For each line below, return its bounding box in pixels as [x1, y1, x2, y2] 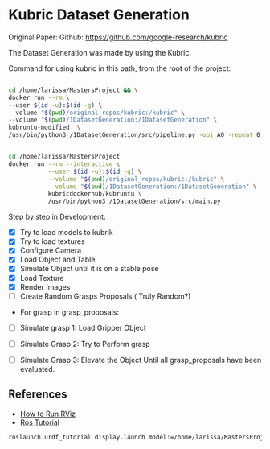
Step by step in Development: [8, 212, 106, 222]
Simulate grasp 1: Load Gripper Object [19, 323, 146, 332]
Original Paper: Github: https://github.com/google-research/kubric [8, 32, 228, 42]
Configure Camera [19, 245, 82, 255]
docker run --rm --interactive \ [8, 159, 121, 168]
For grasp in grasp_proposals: [19, 307, 119, 317]
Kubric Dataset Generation [8, 6, 190, 24]
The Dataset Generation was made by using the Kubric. [8, 47, 191, 57]
